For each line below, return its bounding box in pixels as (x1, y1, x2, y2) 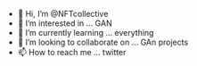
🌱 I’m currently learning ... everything (17, 28, 154, 37)
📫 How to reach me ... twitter (17, 47, 127, 57)
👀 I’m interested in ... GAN (17, 18, 113, 29)
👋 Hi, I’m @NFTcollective (17, 9, 109, 19)
